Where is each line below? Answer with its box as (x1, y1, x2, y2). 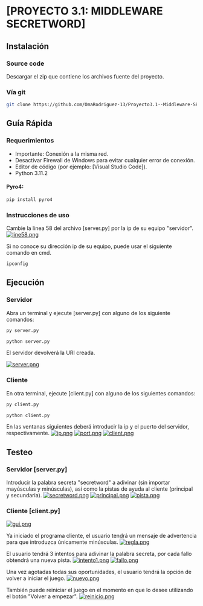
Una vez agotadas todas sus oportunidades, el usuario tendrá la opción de (6, 569, 192, 576)
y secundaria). (6, 492, 42, 499)
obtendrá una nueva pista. (6, 557, 71, 564)
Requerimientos (6, 136, 54, 145)
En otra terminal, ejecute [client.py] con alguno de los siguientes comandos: (6, 389, 196, 397)
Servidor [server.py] (6, 465, 68, 473)
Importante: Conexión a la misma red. (14, 150, 109, 158)
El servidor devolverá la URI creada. (6, 349, 95, 357)
